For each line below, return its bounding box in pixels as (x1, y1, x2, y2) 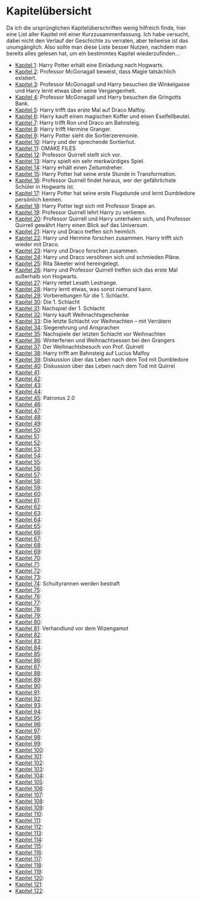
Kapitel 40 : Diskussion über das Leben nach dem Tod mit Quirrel (14, 362, 176, 369)
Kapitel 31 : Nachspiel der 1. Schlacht (14, 304, 105, 311)
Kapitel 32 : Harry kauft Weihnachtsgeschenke (14, 311, 129, 318)
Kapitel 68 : (14, 541, 42, 549)
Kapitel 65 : (14, 522, 42, 530)
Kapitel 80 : (14, 618, 42, 625)
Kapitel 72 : (14, 567, 42, 574)
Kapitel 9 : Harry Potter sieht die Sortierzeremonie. (14, 131, 139, 139)
